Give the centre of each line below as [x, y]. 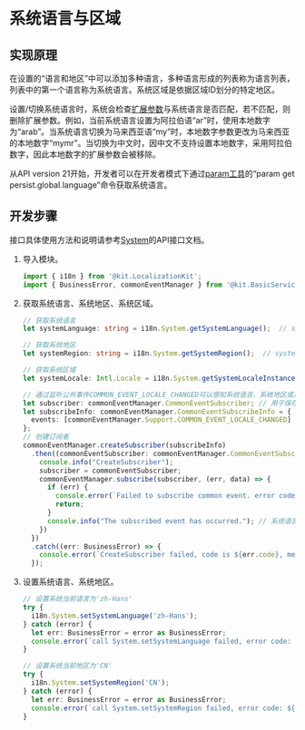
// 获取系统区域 [49, 370]
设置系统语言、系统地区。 [70, 582]
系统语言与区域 [65, 19]
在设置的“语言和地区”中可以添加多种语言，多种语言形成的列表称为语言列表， [152, 78]
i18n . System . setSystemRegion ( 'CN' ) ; [100, 683]
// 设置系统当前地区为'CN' [67, 666]
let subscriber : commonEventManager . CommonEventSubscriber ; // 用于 [153, 403]
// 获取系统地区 [49, 346]
